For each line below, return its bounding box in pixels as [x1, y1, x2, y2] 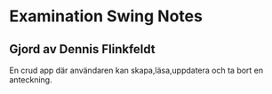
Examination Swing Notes [9, 6, 203, 27]
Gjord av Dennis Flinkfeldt [9, 42, 156, 57]
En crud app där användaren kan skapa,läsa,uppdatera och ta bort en [9, 65, 264, 75]
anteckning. [9, 74, 52, 85]
